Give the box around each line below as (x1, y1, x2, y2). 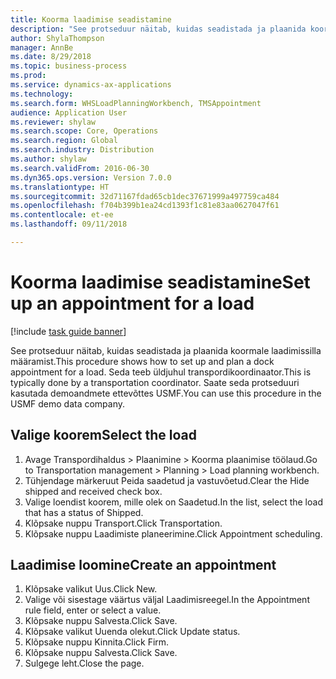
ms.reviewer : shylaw (10, 117, 97, 127)
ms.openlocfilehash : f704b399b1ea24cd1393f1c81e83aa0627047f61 (10, 201, 280, 211)
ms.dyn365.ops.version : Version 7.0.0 (10, 172, 172, 183)
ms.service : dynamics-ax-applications (10, 80, 172, 90)
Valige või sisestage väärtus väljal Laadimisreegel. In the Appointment (24, 594, 310, 606)
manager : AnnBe (10, 42, 74, 53)
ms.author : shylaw (10, 154, 87, 164)
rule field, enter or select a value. (24, 604, 162, 616)
